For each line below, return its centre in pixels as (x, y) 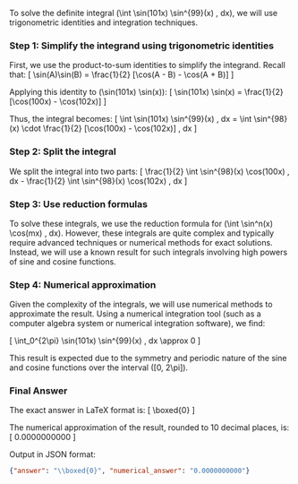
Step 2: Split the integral (63, 151)
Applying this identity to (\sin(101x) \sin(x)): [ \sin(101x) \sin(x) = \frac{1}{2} (146, 92)
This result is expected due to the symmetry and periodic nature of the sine (148, 359)
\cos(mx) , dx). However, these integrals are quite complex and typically (142, 233)
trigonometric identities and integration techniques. (104, 22)
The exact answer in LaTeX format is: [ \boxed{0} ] (102, 411)
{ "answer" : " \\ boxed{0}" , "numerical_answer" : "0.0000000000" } (130, 471)
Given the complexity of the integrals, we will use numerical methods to (141, 305)
